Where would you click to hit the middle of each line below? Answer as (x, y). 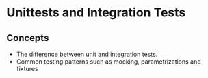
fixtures (27, 69)
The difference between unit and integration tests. (87, 54)
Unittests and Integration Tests (96, 13)
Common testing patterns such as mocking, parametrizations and (108, 62)
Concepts (28, 38)
